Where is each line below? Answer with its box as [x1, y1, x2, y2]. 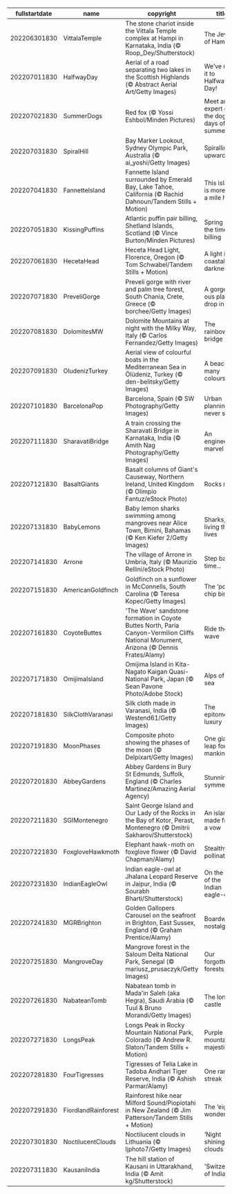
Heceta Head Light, [125, 246, 181, 254]
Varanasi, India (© [125, 707, 177, 715]
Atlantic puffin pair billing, [125, 214, 198, 222]
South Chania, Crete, [125, 292, 184, 301]
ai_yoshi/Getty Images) [125, 158, 191, 167]
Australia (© [125, 151, 160, 159]
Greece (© [125, 299, 156, 308]
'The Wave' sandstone [125, 606, 189, 615]
